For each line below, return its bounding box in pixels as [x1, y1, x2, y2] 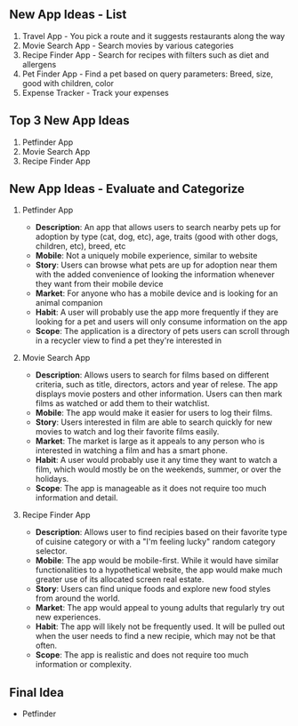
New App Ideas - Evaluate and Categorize [9, 181, 245, 196]
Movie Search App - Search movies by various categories [21, 40, 234, 51]
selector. [35, 546, 68, 556]
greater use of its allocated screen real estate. [35, 574, 205, 585]
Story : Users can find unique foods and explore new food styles [35, 584, 271, 594]
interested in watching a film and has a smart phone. [35, 445, 229, 456]
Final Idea [9, 684, 64, 700]
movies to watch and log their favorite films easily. [35, 427, 220, 437]
